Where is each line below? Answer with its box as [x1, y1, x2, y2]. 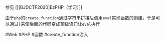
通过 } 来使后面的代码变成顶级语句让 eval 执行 [9, 21, 100, 27]
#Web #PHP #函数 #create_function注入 [5, 32, 88, 37]
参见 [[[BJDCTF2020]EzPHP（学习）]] [5, 4, 83, 10]
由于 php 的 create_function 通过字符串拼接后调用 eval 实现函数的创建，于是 [5, 15, 156, 21]
